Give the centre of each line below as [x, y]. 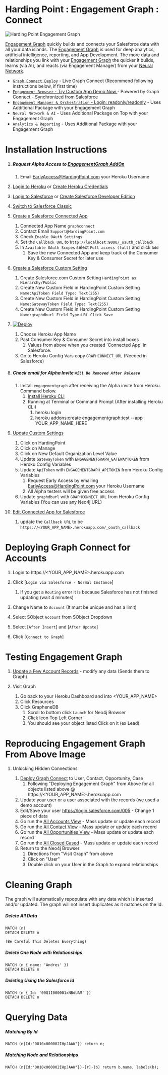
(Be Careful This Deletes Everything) [46, 941]
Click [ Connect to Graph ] [38, 637]
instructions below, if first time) [45, 86]
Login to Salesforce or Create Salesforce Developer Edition [74, 197]
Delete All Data [21, 916]
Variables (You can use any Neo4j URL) [61, 502]
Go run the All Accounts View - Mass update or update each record [90, 821]
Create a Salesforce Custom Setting [50, 268]
